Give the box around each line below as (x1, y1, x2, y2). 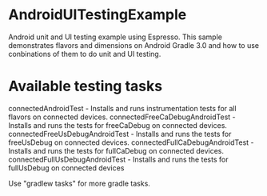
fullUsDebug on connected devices (8, 162, 125, 173)
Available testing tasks (8, 78, 162, 95)
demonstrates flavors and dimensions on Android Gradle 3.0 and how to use (8, 40, 260, 50)
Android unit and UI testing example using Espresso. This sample (8, 32, 222, 42)
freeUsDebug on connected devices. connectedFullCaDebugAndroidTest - (8, 138, 254, 147)
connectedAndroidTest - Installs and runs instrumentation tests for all (8, 103, 237, 113)
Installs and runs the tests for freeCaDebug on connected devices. (8, 120, 228, 130)
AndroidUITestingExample (8, 6, 187, 24)
